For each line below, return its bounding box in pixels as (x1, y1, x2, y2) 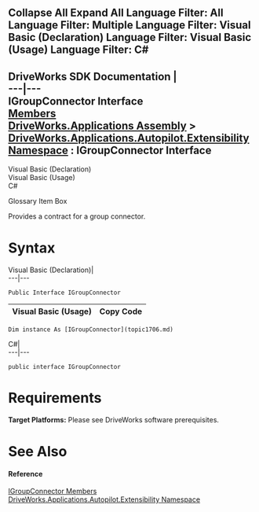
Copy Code (99, 306, 143, 317)
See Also (8, 443, 67, 461)
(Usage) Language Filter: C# (8, 43, 149, 57)
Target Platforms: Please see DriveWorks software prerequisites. (8, 415, 220, 425)
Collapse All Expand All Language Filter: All (8, 6, 224, 20)
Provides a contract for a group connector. (8, 212, 146, 221)
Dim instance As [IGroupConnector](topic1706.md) (8, 326, 174, 333)
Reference (8, 469, 43, 478)
